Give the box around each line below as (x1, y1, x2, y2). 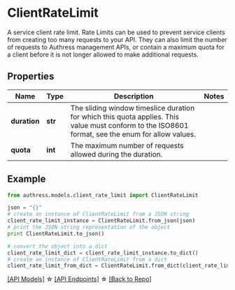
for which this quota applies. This (70, 112, 180, 122)
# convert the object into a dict (7, 242, 108, 249)
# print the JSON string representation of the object (7, 224, 171, 231)
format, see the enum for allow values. (70, 129, 197, 139)
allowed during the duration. (70, 149, 163, 159)
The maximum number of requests (70, 140, 184, 150)
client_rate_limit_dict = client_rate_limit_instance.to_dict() (7, 249, 199, 256)
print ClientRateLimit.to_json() (7, 230, 105, 237)
